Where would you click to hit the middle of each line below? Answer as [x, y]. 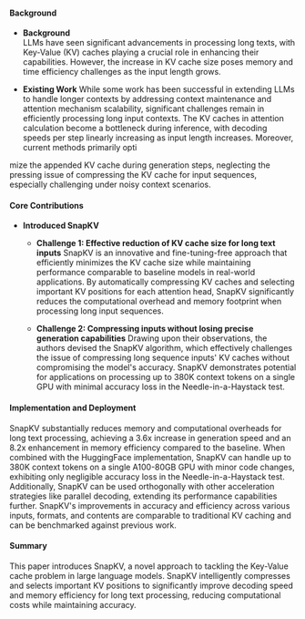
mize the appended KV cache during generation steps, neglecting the [140, 165]
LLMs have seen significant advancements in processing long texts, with [159, 43]
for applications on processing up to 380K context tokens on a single [166, 377]
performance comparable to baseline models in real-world [146, 273]
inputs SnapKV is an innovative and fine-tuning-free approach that [162, 253]
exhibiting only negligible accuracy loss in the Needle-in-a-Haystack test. [147, 476]
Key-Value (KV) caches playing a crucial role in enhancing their [141, 52]
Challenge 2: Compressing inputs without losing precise [145, 329]
